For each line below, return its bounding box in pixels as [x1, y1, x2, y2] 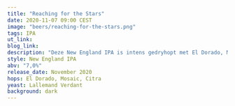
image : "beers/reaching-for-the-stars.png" [7, 23, 136, 30]
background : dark [7, 88, 58, 95]
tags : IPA [7, 29, 36, 37]
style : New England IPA [7, 56, 77, 63]
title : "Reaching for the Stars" [7, 10, 105, 17]
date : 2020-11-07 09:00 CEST [7, 17, 92, 24]
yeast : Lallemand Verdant [7, 82, 83, 89]
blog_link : [7, 43, 39, 50]
